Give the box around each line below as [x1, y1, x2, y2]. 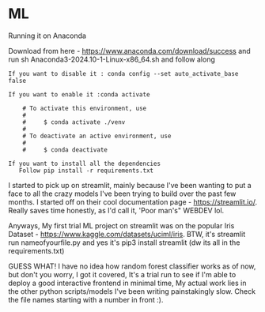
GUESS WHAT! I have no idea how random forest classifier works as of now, [8, 261, 256, 271]
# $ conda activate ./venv [22, 118, 126, 126]
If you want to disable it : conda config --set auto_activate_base [8, 70, 239, 77]
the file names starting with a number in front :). [8, 295, 164, 304]
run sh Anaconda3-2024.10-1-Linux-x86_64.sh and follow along [8, 55, 215, 64]
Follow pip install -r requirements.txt [18, 167, 154, 175]
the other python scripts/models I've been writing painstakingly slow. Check [8, 286, 256, 296]
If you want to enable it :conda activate [8, 90, 150, 99]
